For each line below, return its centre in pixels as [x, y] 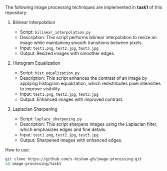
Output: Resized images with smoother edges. [67, 53]
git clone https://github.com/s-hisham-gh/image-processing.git [73, 159]
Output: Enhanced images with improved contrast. [71, 99]
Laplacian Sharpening [35, 109]
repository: [16, 13]
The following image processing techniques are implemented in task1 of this [84, 7]
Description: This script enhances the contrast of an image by [83, 78]
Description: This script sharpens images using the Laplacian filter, [88, 124]
